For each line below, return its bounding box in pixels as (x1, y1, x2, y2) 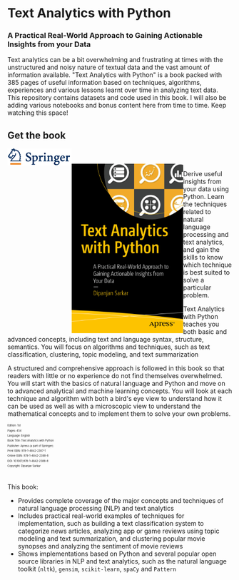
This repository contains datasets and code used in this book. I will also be (7, 93, 227, 102)
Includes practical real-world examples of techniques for (17, 512, 185, 520)
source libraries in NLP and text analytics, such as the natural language (17, 557, 227, 566)
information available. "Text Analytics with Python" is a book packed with (7, 71, 223, 79)
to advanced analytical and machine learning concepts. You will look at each (7, 387, 233, 395)
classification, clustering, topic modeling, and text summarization (7, 350, 199, 359)
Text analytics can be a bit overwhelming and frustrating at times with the (7, 56, 223, 64)
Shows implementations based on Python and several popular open (17, 549, 217, 558)
